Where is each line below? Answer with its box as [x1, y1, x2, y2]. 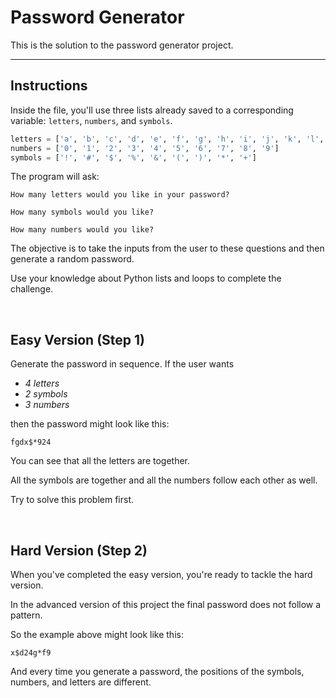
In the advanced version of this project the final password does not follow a [10, 599, 322, 610]
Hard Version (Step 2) [10, 542, 148, 559]
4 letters [24, 377, 60, 390]
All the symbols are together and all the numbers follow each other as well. [10, 474, 318, 486]
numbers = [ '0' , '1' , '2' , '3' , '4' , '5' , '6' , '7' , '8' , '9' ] [10, 143, 280, 153]
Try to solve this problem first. [10, 494, 135, 506]
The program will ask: [10, 171, 100, 183]
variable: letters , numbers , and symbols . [10, 114, 173, 126]
